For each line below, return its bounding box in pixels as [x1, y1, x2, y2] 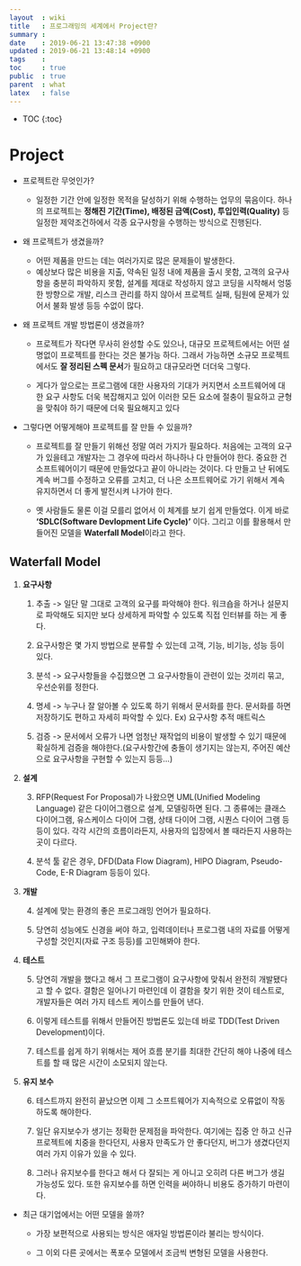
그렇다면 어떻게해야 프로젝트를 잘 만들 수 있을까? [22, 422, 193, 433]
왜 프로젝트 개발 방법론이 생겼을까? [22, 319, 145, 330]
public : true [9, 72, 66, 81]
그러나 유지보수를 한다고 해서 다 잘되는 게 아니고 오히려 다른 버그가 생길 [35, 1167, 286, 1179]
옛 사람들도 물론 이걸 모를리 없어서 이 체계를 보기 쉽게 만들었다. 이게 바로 [35, 505, 290, 516]
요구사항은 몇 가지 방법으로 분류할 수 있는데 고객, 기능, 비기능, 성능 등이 [35, 640, 285, 651]
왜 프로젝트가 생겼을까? [22, 236, 104, 247]
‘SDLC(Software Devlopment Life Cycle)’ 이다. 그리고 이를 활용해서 [35, 516, 282, 527]
